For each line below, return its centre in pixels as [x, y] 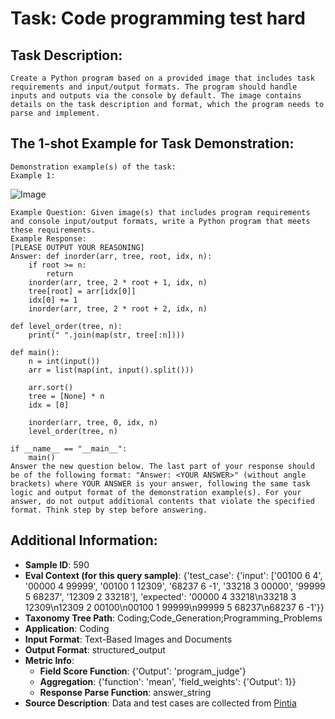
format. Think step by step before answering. [109, 510]
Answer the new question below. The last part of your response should [162, 466]
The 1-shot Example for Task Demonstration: [152, 143]
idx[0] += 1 [53, 300]
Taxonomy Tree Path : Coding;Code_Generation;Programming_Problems [173, 618]
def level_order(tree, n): [66, 326]
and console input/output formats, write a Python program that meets [160, 221]
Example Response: [48, 238]
